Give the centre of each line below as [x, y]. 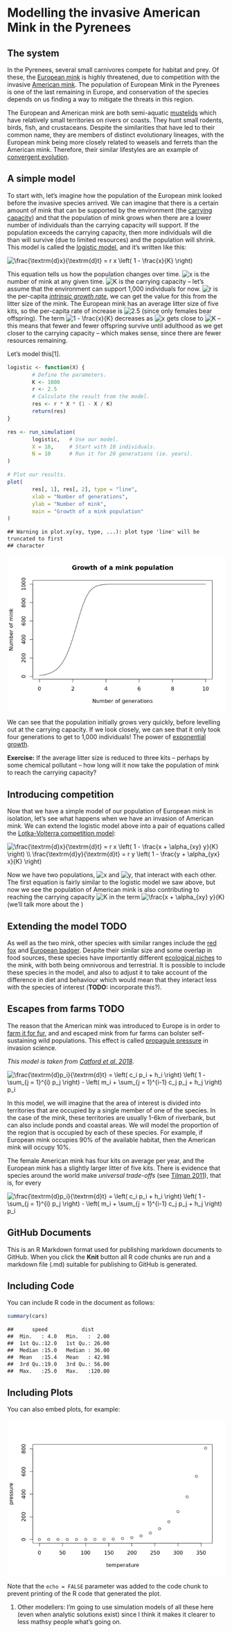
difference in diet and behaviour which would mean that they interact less [112, 979]
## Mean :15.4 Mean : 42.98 [59, 1357]
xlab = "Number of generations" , [80, 497]
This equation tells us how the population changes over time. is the [108, 274]
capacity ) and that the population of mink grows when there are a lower [109, 217]
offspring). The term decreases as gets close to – [114, 318]
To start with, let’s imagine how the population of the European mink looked [115, 195]
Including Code [41, 1286]
